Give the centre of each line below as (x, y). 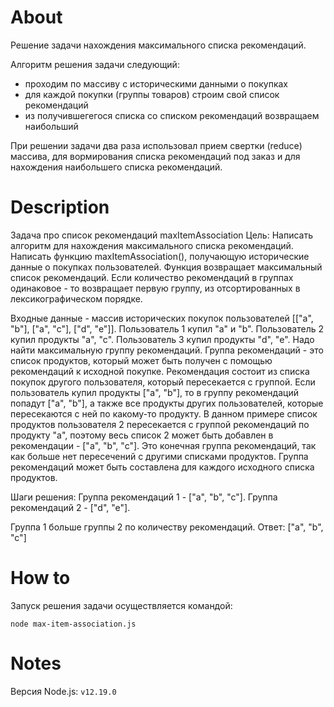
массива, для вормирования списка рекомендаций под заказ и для (155, 156)
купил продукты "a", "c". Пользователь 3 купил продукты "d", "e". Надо (162, 339)
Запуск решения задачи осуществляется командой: (121, 605)
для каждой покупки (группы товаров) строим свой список (152, 94)
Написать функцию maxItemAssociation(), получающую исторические (160, 256)
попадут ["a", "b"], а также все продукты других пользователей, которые (167, 403)
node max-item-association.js (73, 624)
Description (60, 207)
